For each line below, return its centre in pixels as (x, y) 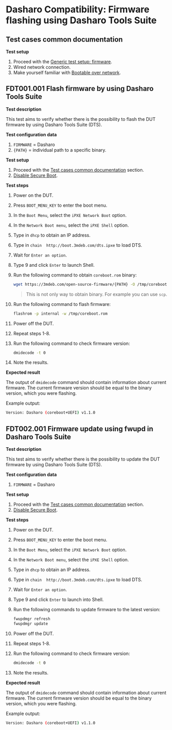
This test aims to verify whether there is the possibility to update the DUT (83, 459)
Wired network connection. (42, 67)
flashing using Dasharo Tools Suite (81, 20)
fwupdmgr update (30, 624)
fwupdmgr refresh (32, 619)
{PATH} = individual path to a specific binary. (60, 150)
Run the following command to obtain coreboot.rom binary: (75, 275)
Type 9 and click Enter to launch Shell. (54, 265)
